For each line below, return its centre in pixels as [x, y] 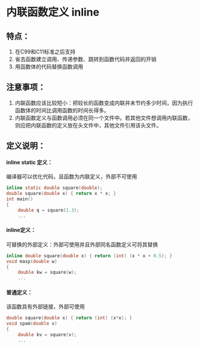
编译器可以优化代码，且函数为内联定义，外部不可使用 [72, 176]
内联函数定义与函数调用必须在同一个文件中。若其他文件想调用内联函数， [104, 118]
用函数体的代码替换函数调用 [49, 67]
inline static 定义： [30, 162]
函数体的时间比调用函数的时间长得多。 [62, 110]
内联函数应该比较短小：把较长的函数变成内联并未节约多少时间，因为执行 [104, 103]
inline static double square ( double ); [54, 188]
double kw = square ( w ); [47, 273]
